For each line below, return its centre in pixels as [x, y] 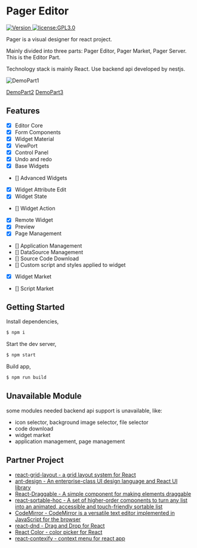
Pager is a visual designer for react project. [59, 39]
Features [23, 111]
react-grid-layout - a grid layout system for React [75, 474]
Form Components [38, 132]
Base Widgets [32, 166]
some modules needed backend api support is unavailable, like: [84, 410]
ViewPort [26, 146]
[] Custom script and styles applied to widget [70, 264]
